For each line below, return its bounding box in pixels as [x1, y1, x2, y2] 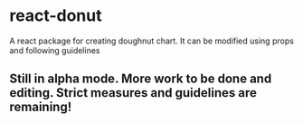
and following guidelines [9, 44, 100, 55]
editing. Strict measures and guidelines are [9, 85, 258, 100]
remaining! [9, 99, 72, 115]
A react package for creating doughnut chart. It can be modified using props [9, 35, 294, 46]
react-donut [9, 5, 102, 26]
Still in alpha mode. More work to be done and [9, 71, 272, 87]
